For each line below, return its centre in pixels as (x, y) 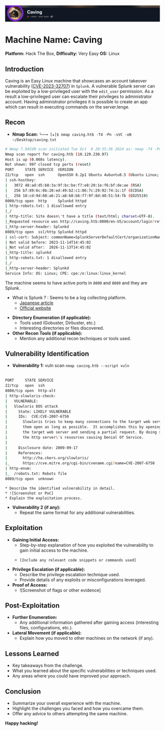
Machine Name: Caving (54, 40)
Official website (35, 308)
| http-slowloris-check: (30, 396)
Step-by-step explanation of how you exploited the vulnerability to (86, 545)
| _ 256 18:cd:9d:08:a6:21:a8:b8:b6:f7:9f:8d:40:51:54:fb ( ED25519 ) (77, 196)
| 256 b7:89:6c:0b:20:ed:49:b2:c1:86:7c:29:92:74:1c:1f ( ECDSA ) (74, 190)
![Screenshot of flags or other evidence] (60, 590)
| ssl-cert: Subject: (27, 237)
